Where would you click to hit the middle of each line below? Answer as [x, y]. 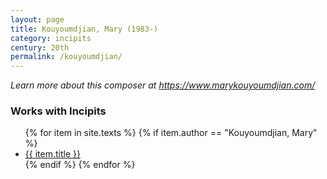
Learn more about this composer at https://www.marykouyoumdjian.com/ [163, 85]
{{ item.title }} [52, 154]
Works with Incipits [58, 111]
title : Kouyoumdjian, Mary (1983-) [84, 29]
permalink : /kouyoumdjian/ [66, 57]
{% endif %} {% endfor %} [80, 165]
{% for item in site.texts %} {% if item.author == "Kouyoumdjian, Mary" [171, 133]
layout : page [37, 19]
